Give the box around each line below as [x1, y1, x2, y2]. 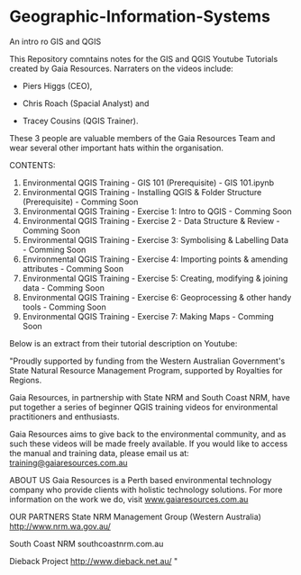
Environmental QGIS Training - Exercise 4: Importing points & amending [22, 254, 288, 265]
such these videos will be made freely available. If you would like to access [9, 438, 288, 449]
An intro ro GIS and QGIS [9, 36, 102, 47]
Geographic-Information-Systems [9, 6, 270, 27]
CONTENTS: [9, 159, 56, 170]
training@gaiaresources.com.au [9, 457, 128, 468]
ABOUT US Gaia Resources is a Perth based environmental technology [9, 474, 272, 485]
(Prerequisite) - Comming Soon [22, 196, 139, 207]
